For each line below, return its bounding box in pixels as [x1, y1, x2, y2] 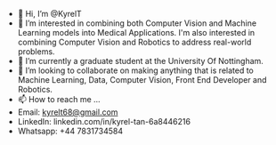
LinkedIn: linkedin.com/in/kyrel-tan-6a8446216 [17, 117, 191, 126]
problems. [17, 46, 55, 57]
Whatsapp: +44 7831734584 [17, 125, 123, 136]
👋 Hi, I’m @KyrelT [17, 9, 82, 19]
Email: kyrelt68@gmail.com [17, 107, 118, 117]
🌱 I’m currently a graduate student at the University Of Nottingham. [17, 56, 264, 66]
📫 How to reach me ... [17, 94, 101, 104]
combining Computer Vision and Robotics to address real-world [17, 36, 252, 47]
